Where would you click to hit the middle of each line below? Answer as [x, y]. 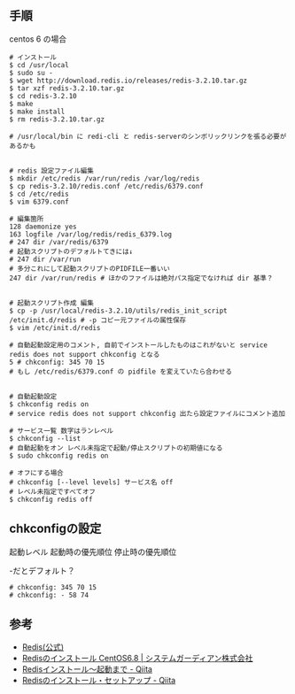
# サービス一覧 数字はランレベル [61, 431]
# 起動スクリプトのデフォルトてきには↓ [71, 251]
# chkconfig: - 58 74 [49, 595]
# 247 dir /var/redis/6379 [59, 242]
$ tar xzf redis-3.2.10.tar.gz [67, 88]
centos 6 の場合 [38, 39]
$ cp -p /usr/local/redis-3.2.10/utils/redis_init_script [118, 311]
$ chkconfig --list [45, 438]
